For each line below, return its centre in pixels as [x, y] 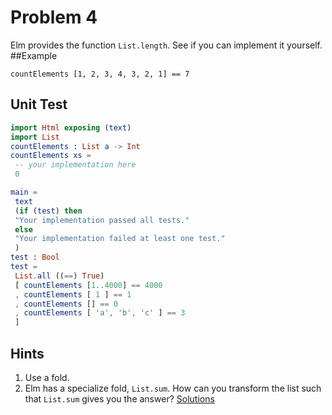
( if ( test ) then [48, 211]
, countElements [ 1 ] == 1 [73, 294]
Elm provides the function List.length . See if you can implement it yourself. [166, 45]
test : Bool [35, 257]
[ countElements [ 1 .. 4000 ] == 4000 [88, 285]
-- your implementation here [75, 165]
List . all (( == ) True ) [59, 276]
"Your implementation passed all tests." [102, 220]
